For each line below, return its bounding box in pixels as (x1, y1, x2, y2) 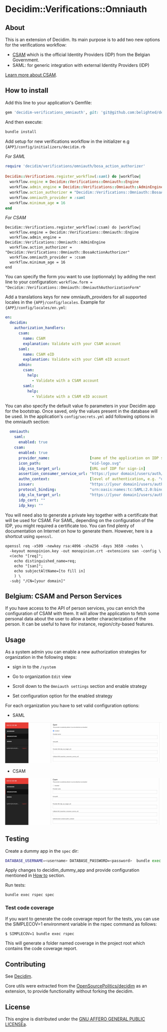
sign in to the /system (12, 664, 56, 670)
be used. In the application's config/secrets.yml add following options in (5, 414, 155, 420)
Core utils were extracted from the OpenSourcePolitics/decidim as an (5, 983, 148, 989)
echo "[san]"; (14, 563, 43, 568)
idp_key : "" (18, 503, 43, 508)
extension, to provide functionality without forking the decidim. (5, 988, 134, 995)
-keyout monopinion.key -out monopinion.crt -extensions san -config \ (9, 548, 162, 553)
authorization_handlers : (14, 326, 66, 331)
